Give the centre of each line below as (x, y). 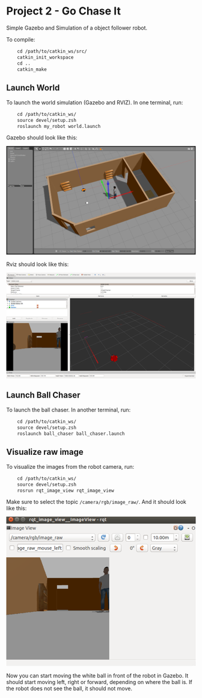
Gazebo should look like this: (42, 138)
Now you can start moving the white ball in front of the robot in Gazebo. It (97, 675)
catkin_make (32, 69)
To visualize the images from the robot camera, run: (70, 466)
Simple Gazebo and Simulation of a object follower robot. (77, 28)
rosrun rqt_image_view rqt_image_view (66, 490)
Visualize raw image (45, 452)
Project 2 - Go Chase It (64, 11)
